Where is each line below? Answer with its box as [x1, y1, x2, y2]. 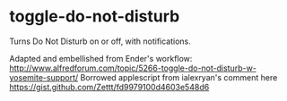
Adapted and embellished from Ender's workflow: [9, 53, 193, 63]
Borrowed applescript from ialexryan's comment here [80, 72, 278, 82]
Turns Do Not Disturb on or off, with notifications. [9, 36, 191, 46]
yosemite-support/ [9, 72, 79, 82]
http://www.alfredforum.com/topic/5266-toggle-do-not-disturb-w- [9, 63, 257, 73]
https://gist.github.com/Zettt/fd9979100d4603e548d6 [9, 81, 210, 92]
